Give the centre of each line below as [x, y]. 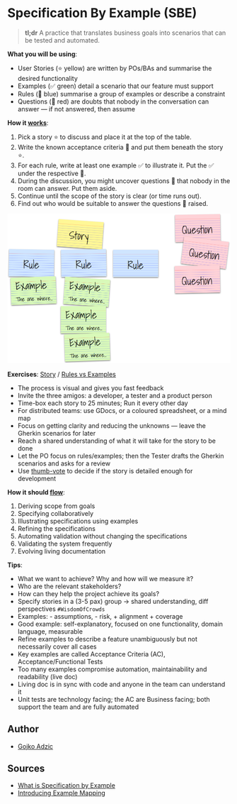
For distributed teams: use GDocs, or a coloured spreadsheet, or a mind [122, 410]
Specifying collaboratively [56, 513]
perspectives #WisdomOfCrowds [61, 609]
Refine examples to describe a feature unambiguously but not [108, 639]
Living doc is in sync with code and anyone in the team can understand [121, 684]
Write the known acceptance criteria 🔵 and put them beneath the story [120, 147]
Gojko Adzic [35, 746]
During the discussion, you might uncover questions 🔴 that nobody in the [124, 181]
